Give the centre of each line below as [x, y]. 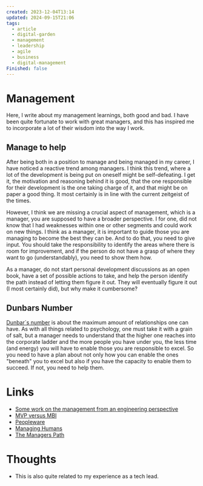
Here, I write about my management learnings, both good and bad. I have [98, 115]
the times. [19, 200]
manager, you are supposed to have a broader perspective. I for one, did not [101, 219]
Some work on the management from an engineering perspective [97, 409]
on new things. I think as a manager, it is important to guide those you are [98, 232]
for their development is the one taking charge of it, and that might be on [97, 188]
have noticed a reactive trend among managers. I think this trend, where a [98, 168]
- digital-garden [34, 35]
